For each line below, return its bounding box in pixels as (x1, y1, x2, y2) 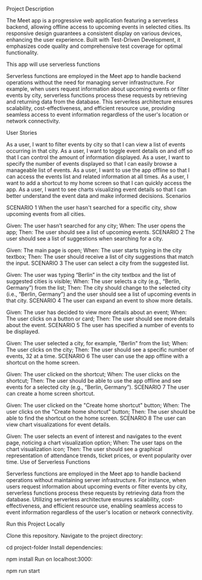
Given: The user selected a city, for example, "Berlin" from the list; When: (6, 340, 188, 347)
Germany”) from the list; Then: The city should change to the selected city (6, 284, 191, 291)
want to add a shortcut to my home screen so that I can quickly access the (6, 180, 192, 186)
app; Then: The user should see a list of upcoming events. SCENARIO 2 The (6, 229, 195, 235)
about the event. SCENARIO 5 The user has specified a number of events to (6, 322, 194, 328)
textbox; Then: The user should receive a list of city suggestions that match (6, 253, 194, 260)
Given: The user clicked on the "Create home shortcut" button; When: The (6, 402, 191, 409)
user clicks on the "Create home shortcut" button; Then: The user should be (6, 408, 196, 415)
